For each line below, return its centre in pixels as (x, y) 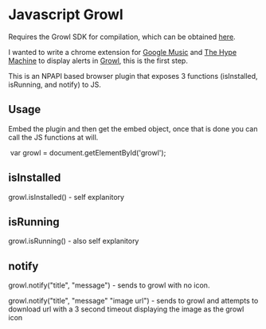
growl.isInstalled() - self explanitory (66, 197)
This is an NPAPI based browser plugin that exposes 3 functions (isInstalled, (133, 76)
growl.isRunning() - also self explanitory (74, 241)
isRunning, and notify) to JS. (55, 84)
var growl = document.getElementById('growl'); (88, 152)
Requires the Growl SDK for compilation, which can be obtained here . (122, 37)
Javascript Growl (66, 15)
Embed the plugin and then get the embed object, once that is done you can (133, 128)
